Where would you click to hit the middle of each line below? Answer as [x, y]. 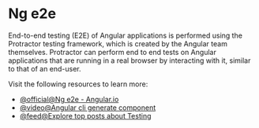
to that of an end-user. [45, 68]
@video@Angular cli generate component [88, 108]
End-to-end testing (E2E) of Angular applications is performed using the [126, 35]
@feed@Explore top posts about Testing [85, 115]
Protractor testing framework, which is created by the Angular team [118, 43]
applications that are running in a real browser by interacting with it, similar [129, 60]
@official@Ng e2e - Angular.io [69, 99]
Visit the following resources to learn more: [78, 84]
